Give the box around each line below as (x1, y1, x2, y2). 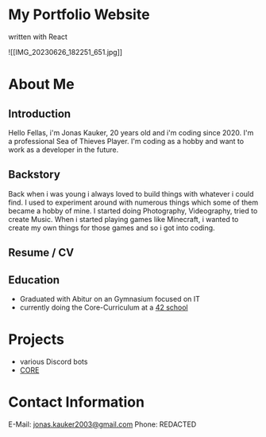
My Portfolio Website (8, 6, 150, 24)
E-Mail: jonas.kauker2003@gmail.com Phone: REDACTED (8, 419, 197, 429)
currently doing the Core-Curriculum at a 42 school (19, 302, 188, 312)
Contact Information (8, 393, 145, 412)
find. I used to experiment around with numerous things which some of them (8, 197, 259, 207)
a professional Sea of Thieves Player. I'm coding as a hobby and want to (8, 136, 245, 146)
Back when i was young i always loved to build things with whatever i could (8, 189, 254, 198)
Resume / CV (8, 246, 74, 259)
